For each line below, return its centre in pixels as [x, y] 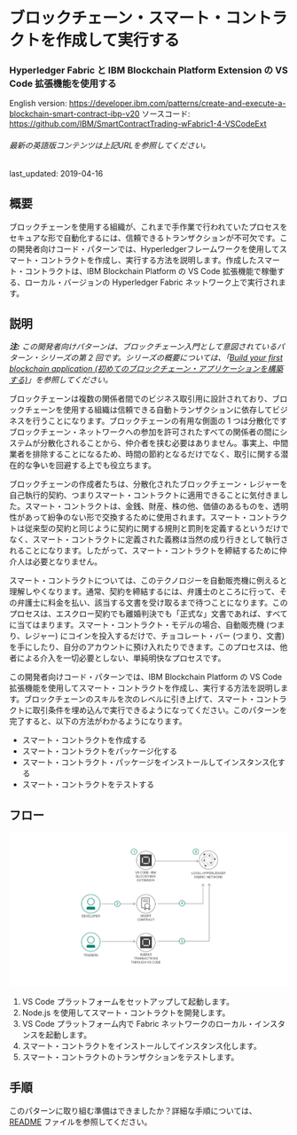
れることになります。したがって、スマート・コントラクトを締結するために [144, 551]
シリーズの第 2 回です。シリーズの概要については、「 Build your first [161, 358]
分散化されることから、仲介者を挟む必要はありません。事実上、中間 [164, 443]
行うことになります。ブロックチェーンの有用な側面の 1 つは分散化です [160, 421]
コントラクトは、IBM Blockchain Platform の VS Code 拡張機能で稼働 [151, 270]
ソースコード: [166, 114]
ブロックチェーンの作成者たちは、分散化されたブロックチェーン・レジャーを [148, 484]
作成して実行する [118, 40]
